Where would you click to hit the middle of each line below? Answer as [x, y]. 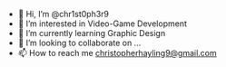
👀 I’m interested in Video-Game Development [103, 24]
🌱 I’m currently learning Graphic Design [92, 33]
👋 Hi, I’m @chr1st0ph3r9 [64, 14]
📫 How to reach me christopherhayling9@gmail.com [118, 53]
